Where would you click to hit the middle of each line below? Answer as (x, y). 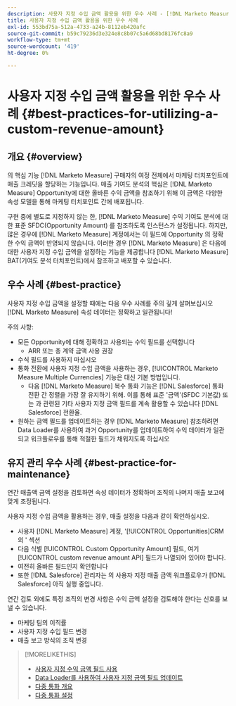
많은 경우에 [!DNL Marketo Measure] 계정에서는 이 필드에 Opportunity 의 (109, 234)
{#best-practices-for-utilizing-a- (120, 114)
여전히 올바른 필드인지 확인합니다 (63, 566)
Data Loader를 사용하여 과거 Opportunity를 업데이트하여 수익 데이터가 (114, 429)
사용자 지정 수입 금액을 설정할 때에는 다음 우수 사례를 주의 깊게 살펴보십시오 (110, 303)
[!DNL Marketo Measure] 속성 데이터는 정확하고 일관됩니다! (90, 312)
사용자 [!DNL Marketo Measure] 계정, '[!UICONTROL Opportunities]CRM (121, 531)
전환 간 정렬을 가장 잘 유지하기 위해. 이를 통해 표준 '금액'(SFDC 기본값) (124, 394)
